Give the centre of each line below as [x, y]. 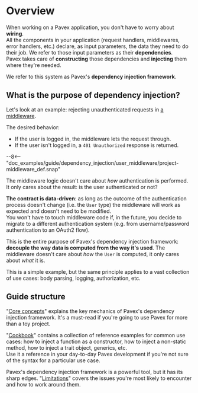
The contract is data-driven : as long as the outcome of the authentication [97, 198]
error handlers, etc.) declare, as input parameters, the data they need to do [98, 46]
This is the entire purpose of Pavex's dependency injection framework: [92, 241]
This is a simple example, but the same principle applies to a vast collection [98, 271]
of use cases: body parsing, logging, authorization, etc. [73, 278]
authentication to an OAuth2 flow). [48, 230]
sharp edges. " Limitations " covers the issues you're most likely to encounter [99, 378]
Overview [30, 11]
